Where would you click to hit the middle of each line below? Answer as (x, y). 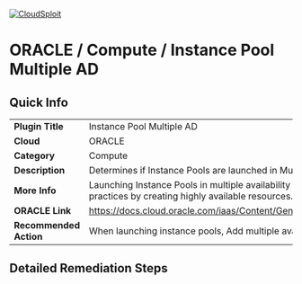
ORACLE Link (43, 211)
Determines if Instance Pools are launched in (183, 170)
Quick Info (39, 102)
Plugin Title (39, 126)
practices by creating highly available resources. (191, 196)
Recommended (47, 225)
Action (28, 236)
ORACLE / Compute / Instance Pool (142, 50)
